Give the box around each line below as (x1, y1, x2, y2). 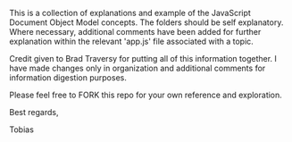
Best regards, (9, 107, 59, 117)
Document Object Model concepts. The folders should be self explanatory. (9, 17, 284, 28)
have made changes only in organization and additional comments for (9, 63, 266, 73)
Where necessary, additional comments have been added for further (9, 27, 262, 37)
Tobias (9, 124, 34, 135)
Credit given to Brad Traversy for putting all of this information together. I (9, 54, 277, 63)
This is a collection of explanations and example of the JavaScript (9, 8, 252, 18)
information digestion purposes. (9, 72, 127, 83)
